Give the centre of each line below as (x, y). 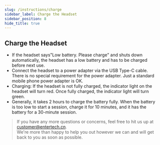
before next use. (28, 65)
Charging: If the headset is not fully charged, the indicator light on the (82, 86)
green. (18, 97)
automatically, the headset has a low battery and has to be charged (80, 60)
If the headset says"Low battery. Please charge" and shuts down (77, 55)
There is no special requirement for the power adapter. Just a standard (83, 76)
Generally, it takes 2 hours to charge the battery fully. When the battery (83, 102)
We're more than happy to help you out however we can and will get (85, 132)
